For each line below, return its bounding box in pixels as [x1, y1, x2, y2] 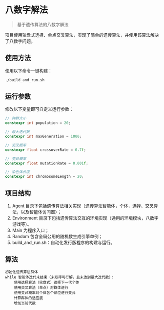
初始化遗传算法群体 [5, 269, 38, 274]
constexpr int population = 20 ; [5, 120, 71, 125]
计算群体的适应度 [14, 295, 43, 300]
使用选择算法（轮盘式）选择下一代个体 [14, 280, 80, 285]
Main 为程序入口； [12, 227, 49, 233]
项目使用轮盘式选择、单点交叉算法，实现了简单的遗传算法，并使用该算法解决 [5, 32, 159, 38]
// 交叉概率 [5, 143, 27, 147]
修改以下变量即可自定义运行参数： [5, 106, 74, 112]
